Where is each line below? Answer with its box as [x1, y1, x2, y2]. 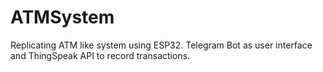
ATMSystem [10, 6, 115, 29]
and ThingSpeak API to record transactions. [10, 49, 191, 61]
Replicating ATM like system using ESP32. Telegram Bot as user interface [10, 39, 313, 51]
